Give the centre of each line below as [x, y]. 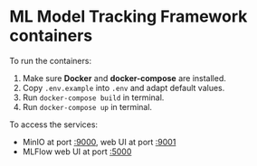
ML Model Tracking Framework [128, 17]
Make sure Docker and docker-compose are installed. [124, 78]
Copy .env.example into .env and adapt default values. [124, 88]
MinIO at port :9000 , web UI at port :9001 [99, 142]
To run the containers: [51, 60]
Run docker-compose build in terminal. [93, 97]
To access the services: [53, 124]
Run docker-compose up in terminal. [87, 106]
